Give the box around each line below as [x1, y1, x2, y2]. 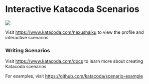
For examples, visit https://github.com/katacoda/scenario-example [5, 73, 143, 79]
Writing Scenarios [5, 47, 50, 54]
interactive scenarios [5, 34, 49, 40]
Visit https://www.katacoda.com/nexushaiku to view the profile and [5, 29, 144, 35]
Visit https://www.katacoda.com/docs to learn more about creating [5, 58, 143, 64]
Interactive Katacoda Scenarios [5, 3, 139, 15]
